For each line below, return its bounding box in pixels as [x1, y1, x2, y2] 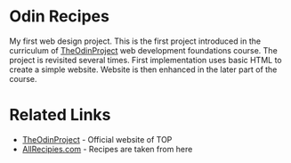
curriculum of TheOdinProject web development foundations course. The [9, 45, 278, 55]
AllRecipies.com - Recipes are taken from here [21, 143, 193, 154]
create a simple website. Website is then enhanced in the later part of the [9, 64, 278, 75]
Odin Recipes [9, 6, 109, 27]
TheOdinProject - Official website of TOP [21, 134, 173, 144]
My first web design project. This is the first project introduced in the [9, 36, 261, 46]
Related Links [9, 105, 111, 126]
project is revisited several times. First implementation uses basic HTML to [9, 54, 282, 65]
